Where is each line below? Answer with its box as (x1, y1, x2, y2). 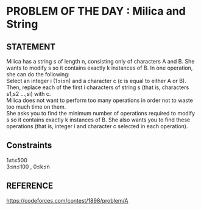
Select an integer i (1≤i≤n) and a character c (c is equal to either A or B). (6, 78, 187, 84)
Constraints (6, 140, 52, 151)
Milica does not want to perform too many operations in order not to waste (6, 96, 193, 104)
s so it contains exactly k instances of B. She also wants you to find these (6, 116, 191, 123)
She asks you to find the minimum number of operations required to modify (6, 110, 196, 117)
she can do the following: (6, 71, 70, 78)
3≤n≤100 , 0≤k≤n (6, 163, 51, 170)
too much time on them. (6, 103, 66, 110)
